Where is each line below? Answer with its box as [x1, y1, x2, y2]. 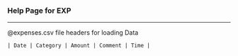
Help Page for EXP [7, 6, 72, 16]
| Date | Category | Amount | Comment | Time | [7, 42, 151, 50]
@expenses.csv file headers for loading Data [7, 28, 139, 37]
